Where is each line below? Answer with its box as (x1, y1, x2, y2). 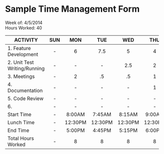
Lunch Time (7, 119, 35, 126)
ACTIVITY (14, 36, 38, 43)
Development (7, 51, 38, 57)
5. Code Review (7, 95, 44, 102)
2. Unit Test (7, 59, 34, 66)
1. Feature (7, 45, 31, 51)
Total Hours (7, 135, 34, 142)
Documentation (7, 87, 43, 94)
